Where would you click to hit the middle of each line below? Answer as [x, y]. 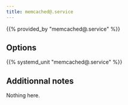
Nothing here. [23, 95]
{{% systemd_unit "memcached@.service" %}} [64, 62]
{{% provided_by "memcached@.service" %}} [63, 29]
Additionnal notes [40, 81]
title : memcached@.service [40, 12]
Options [22, 48]
